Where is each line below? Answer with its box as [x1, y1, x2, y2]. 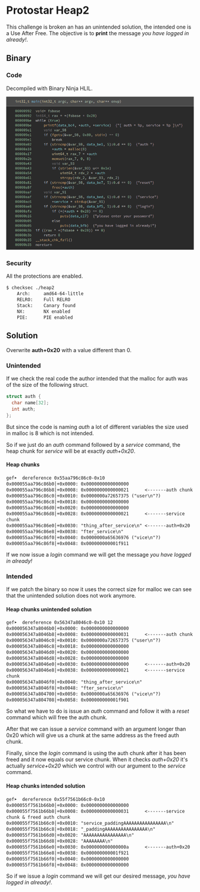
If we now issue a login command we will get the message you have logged [6, 551, 192, 558]
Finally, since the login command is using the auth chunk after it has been [6, 750, 186, 757]
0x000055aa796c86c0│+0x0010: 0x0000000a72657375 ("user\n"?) [6, 493, 161, 499]
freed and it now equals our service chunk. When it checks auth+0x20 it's [6, 756, 188, 763]
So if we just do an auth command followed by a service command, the [6, 441, 180, 448]
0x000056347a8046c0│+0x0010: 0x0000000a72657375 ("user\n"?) [6, 638, 161, 644]
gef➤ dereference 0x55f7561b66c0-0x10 [6, 796, 105, 802]
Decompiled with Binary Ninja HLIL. [6, 85, 93, 92]
